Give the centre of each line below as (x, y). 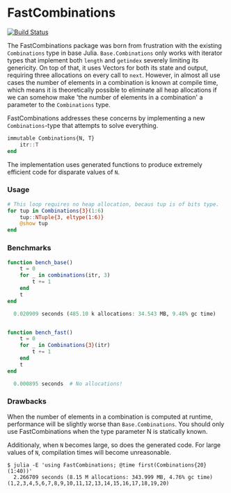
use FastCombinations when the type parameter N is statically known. (107, 431)
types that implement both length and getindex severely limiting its (103, 60)
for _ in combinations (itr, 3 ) (65, 275)
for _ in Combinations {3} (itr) (65, 346)
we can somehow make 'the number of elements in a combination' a (105, 97)
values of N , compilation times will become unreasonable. (89, 452)
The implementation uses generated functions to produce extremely (105, 164)
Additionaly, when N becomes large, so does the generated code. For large (114, 445)
